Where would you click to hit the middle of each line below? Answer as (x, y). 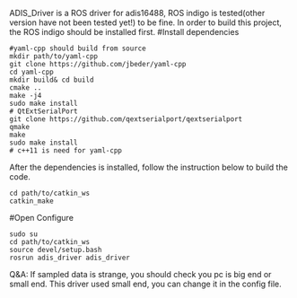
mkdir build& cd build (52, 80)
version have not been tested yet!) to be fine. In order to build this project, (146, 22)
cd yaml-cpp (31, 72)
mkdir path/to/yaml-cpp (54, 57)
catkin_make (31, 201)
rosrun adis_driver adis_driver (70, 258)
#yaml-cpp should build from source (78, 48)
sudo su (24, 234)
